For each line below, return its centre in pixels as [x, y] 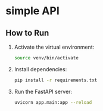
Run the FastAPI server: [43, 91]
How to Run [27, 33]
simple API [33, 11]
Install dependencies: [40, 69]
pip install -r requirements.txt [56, 80]
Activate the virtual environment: [54, 47]
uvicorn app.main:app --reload [53, 102]
